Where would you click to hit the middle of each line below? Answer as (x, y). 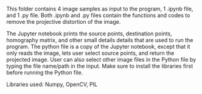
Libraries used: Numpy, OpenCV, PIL (52, 84)
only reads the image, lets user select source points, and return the (90, 53)
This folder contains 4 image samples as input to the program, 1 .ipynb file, (100, 9)
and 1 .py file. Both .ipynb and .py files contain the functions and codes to (98, 15)
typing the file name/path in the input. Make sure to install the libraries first (100, 66)
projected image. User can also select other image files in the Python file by (101, 60)
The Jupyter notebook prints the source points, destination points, (89, 34)
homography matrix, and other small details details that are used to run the (100, 40)
